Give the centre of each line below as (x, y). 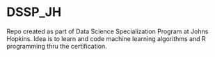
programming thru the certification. (57, 46)
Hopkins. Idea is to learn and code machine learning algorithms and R (106, 38)
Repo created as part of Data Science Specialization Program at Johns (107, 31)
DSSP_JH (34, 12)
